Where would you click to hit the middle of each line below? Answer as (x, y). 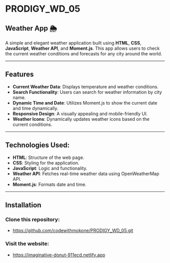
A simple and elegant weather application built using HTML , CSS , (73, 43)
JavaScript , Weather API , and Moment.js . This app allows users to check (82, 48)
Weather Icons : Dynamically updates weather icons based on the (81, 119)
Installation (23, 205)
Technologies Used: (37, 145)
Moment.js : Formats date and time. (50, 184)
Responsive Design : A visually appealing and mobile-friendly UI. (80, 113)
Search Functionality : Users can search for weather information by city (87, 92)
